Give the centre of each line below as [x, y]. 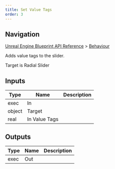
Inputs [15, 81]
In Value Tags [43, 119]
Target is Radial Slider [27, 65]
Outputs [18, 137]
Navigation [22, 34]
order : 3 [14, 14]
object [15, 111]
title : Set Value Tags [29, 10]
